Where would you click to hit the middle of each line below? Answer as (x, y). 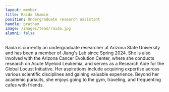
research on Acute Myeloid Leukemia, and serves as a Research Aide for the (85, 64)
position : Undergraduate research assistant (53, 19)
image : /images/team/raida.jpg (38, 29)
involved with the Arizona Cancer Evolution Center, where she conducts (80, 58)
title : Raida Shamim (27, 15)
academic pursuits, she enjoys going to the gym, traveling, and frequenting (83, 79)
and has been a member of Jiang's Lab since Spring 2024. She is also (78, 53)
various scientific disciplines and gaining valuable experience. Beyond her (82, 74)
